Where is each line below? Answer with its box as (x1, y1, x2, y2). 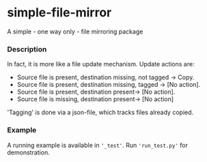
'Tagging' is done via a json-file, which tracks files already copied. (7, 108, 194, 117)
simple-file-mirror (7, 5, 112, 21)
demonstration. (7, 148, 50, 157)
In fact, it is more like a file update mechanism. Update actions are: (7, 60, 195, 68)
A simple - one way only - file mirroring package (7, 27, 143, 36)
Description (7, 44, 47, 54)
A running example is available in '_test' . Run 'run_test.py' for (7, 141, 188, 149)
